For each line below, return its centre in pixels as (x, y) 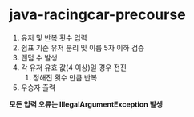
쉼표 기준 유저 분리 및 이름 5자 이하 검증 (83, 47)
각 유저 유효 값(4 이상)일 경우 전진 (74, 67)
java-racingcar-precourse (98, 15)
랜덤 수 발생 (39, 57)
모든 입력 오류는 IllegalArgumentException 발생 (86, 104)
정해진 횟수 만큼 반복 (65, 77)
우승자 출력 (38, 87)
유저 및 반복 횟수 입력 (54, 37)
